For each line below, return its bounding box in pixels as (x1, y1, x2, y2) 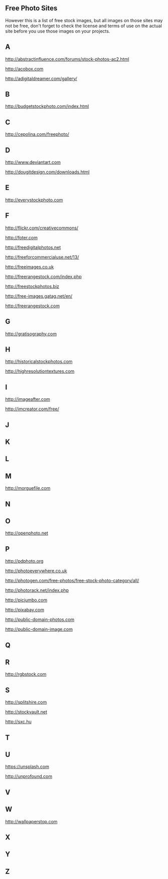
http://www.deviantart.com (5, 159, 61, 165)
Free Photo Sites (5, 4, 58, 13)
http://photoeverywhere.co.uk (5, 568, 67, 574)
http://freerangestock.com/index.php (5, 274, 82, 280)
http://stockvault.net (5, 709, 48, 715)
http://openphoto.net (5, 530, 49, 536)
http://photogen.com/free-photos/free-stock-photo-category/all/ (5, 578, 139, 584)
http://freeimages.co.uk (5, 263, 54, 270)
